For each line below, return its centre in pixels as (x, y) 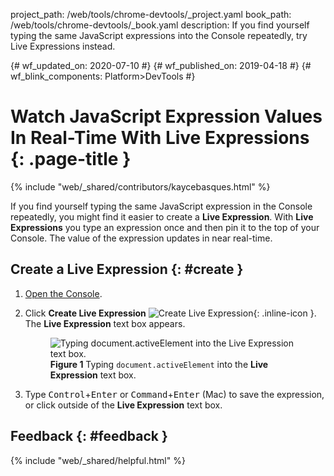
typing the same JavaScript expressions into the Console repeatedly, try (159, 35)
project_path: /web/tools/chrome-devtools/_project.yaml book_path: (151, 14)
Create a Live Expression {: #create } (127, 269)
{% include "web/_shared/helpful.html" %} (98, 460)
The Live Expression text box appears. (105, 323)
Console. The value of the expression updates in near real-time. (141, 238)
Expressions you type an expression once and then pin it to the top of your (165, 227)
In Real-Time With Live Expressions (160, 138)
